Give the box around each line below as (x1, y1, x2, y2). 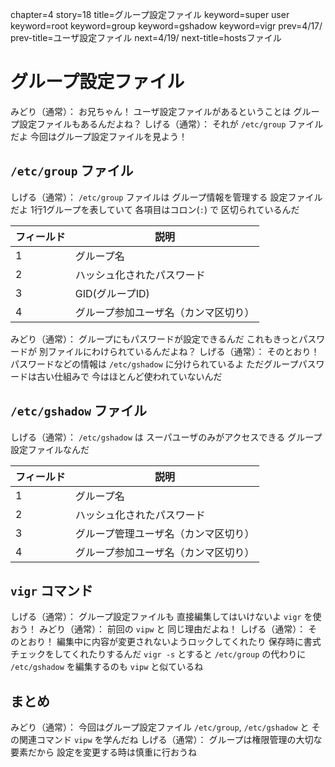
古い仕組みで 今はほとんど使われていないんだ (36, 370, 223, 382)
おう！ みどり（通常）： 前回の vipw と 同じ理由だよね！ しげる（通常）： (10, 623, 307, 635)
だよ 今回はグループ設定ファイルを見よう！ (10, 130, 188, 142)
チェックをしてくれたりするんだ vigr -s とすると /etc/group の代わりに (10, 648, 307, 660)
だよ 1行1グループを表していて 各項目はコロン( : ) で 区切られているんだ (10, 203, 300, 215)
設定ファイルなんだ (10, 443, 90, 455)
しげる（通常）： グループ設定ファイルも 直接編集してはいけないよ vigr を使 (10, 611, 322, 623)
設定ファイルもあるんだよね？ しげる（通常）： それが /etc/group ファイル (18, 118, 324, 130)
